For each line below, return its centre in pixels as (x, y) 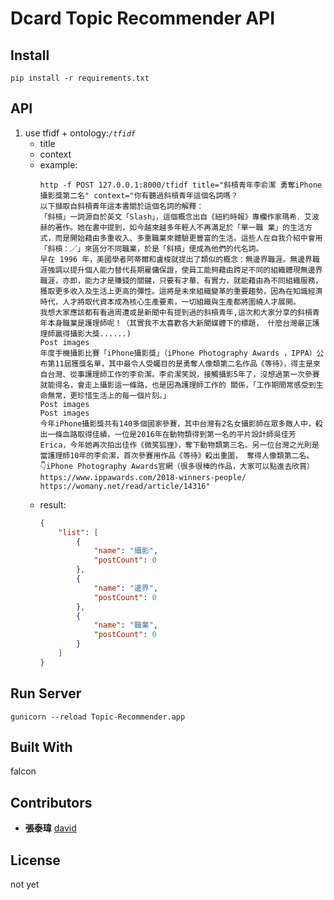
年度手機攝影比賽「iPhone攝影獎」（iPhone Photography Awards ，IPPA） (178, 353)
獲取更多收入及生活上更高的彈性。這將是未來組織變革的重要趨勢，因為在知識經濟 (181, 291)
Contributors (51, 802)
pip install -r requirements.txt (80, 78)
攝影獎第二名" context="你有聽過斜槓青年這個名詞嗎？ (139, 195)
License (35, 860)
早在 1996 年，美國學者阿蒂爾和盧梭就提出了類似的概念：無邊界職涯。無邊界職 (179, 259)
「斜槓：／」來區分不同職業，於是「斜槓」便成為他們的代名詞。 (151, 248)
